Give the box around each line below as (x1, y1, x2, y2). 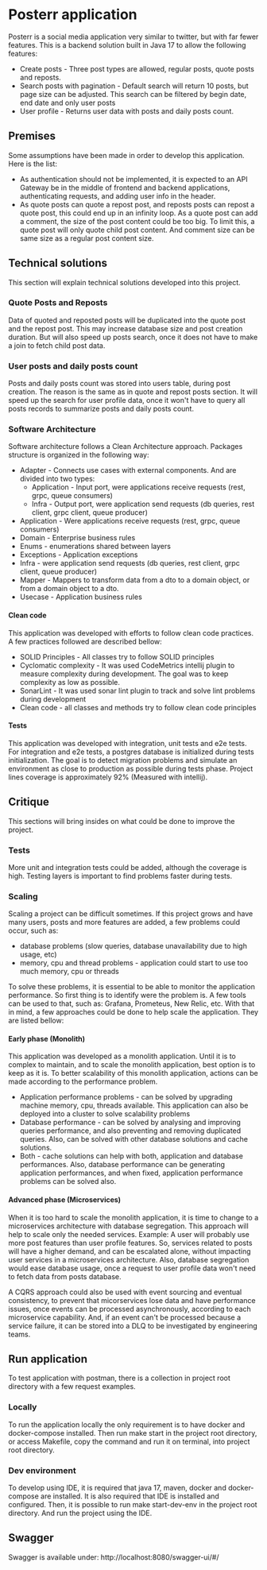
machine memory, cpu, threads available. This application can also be (19, 1100, 249, 1110)
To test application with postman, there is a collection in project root (8, 1373, 230, 1383)
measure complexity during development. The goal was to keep (19, 669, 229, 679)
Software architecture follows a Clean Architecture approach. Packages (8, 442, 243, 451)
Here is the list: (8, 159, 58, 168)
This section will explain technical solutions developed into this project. (8, 277, 241, 287)
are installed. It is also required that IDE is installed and (41, 1491, 220, 1501)
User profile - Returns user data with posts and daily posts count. (19, 106, 234, 116)
